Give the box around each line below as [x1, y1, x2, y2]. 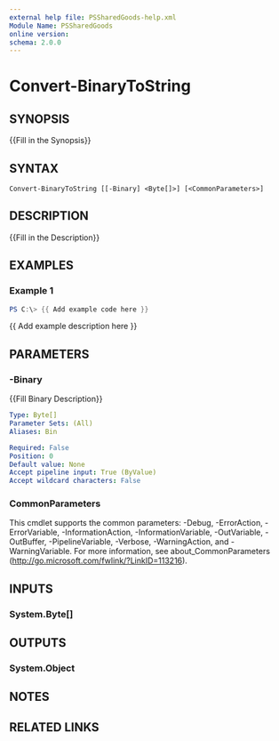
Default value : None [9, 460, 86, 469]
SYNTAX [9, 161, 60, 176]
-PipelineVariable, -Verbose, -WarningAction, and [48, 536, 229, 547]
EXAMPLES [9, 258, 74, 273]
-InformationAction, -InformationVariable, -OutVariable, [61, 527, 264, 538]
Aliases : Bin [9, 427, 58, 436]
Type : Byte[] [9, 411, 58, 420]
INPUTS [9, 581, 53, 596]
